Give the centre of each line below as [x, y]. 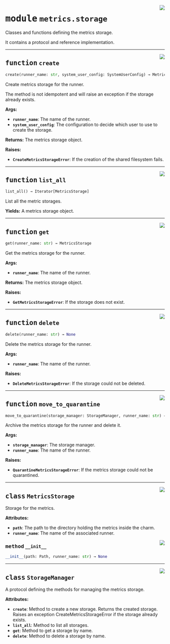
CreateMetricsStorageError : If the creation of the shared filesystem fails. [88, 159]
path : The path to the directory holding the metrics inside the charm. [84, 528]
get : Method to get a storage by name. [53, 631]
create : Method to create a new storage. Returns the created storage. [85, 609]
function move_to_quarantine [53, 404]
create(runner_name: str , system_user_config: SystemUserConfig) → [78, 74]
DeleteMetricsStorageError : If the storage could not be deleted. [79, 383]
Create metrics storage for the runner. [45, 84]
